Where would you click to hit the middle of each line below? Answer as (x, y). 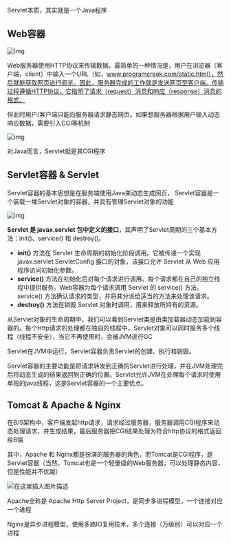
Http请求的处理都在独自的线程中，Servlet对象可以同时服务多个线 (129, 328)
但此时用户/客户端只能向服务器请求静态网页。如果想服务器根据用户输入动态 (114, 114)
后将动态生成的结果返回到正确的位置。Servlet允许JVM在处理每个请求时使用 (114, 374)
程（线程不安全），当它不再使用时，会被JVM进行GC (80, 336)
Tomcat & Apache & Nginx (64, 405)
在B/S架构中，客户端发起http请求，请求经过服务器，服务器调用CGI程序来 (110, 422)
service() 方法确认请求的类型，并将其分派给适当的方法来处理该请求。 (115, 296)
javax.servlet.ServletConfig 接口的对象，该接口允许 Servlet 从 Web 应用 (118, 261)
